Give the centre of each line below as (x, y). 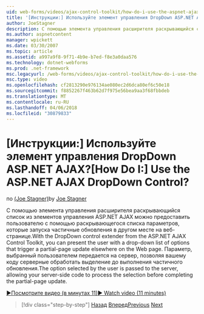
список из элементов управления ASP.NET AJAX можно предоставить (98, 217)
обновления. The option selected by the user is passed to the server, (92, 269)
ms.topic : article (29, 52)
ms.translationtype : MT (36, 96)
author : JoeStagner (31, 23)
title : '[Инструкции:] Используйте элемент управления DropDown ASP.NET (100, 18)
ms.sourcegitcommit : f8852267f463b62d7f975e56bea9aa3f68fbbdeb (88, 91)
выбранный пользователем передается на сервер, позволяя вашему (96, 256)
